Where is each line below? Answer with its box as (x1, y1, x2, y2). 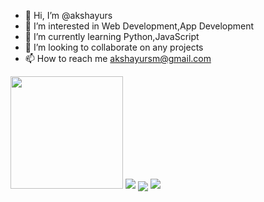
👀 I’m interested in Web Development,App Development (24, 20, 255, 32)
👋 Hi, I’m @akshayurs (24, 10, 113, 21)
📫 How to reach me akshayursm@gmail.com (24, 53, 212, 64)
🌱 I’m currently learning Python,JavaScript (24, 31, 200, 42)
